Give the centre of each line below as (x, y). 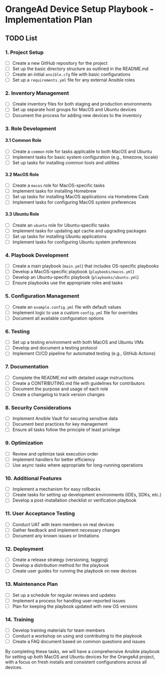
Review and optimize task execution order (55, 453)
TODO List (21, 38)
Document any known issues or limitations (56, 536)
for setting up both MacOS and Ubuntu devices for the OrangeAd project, (80, 657)
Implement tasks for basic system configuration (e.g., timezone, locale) (85, 157)
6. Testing (17, 331)
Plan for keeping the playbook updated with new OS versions (75, 606)
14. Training (19, 619)
